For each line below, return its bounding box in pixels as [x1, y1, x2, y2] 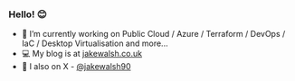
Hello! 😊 [8, 8, 47, 21]
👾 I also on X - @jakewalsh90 [21, 61, 132, 72]
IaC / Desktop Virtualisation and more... [21, 38, 168, 49]
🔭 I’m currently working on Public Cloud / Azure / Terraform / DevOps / [21, 29, 286, 40]
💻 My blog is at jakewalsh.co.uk [21, 49, 142, 59]
